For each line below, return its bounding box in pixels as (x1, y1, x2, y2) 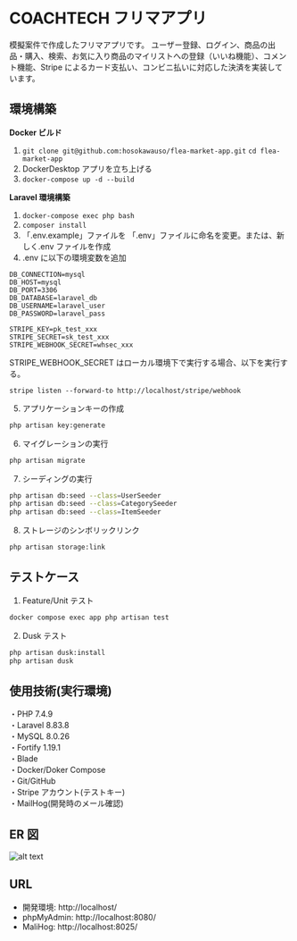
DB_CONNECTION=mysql (9, 270, 87, 279)
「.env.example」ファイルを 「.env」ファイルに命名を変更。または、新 (21, 230, 285, 240)
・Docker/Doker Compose (9, 765, 106, 776)
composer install (21, 221, 87, 230)
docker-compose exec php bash (21, 211, 136, 220)
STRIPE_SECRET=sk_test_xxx (9, 332, 110, 341)
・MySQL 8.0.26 (9, 731, 70, 742)
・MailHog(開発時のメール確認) (9, 798, 124, 809)
